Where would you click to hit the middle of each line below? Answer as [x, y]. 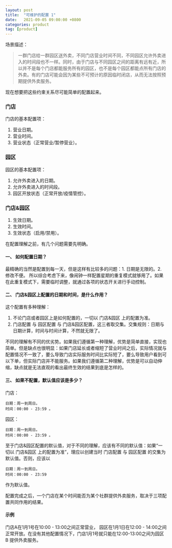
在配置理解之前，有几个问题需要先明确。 [48, 244]
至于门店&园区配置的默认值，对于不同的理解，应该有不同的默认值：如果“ [82, 445]
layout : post [19, 10]
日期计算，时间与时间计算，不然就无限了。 [58, 331]
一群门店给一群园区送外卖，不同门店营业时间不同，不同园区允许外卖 [90, 56]
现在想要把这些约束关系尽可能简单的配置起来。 [55, 92]
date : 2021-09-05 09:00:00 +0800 [43, 20]
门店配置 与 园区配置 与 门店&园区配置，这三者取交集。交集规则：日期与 [89, 324]
